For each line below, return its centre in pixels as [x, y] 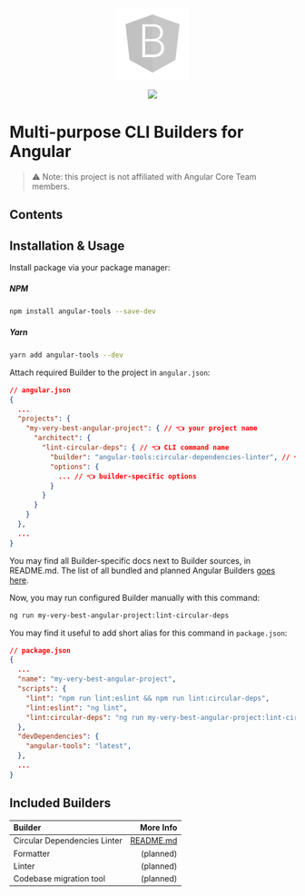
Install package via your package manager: [90, 268]
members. [50, 186]
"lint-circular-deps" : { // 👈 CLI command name [136, 448]
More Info [158, 828]
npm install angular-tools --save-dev [83, 311]
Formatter [32, 853]
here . [19, 580]
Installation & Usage [67, 246]
